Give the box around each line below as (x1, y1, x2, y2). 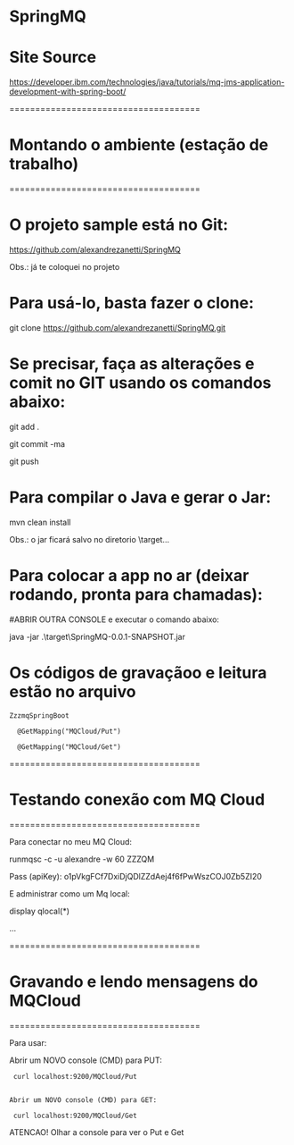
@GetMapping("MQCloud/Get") (17, 742, 122, 752)
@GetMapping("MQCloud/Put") (17, 727, 122, 736)
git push (9, 456, 40, 467)
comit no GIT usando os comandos (9, 373, 272, 393)
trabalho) (9, 154, 79, 174)
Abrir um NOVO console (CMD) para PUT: (9, 1055, 162, 1065)
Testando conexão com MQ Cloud (9, 789, 265, 810)
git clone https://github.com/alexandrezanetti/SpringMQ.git (9, 322, 226, 333)
